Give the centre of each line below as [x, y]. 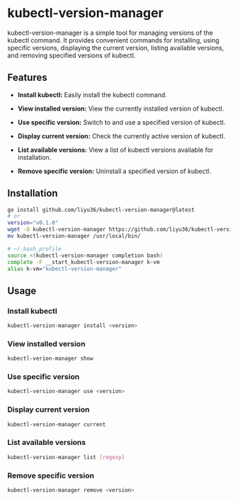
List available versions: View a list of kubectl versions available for [115, 150]
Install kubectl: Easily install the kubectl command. [92, 94]
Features [27, 78]
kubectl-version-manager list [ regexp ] [66, 457]
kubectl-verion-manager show [50, 359]
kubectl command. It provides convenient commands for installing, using [113, 40]
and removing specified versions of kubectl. [72, 55]
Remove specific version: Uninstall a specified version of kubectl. [114, 171]
